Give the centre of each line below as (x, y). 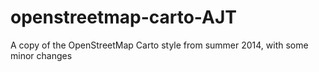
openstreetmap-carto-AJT (123, 17)
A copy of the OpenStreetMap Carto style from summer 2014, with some (159, 45)
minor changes (41, 55)
